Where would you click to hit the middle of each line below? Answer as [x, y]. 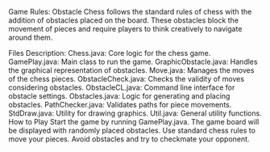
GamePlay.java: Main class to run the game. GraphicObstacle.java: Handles [133, 61]
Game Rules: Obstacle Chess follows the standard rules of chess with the [130, 12]
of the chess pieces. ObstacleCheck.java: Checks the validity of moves [126, 79]
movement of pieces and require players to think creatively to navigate [125, 29]
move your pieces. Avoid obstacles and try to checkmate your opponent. [129, 139]
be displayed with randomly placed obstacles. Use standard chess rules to [132, 130]
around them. [31, 37]
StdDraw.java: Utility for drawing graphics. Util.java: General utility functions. [135, 113]
